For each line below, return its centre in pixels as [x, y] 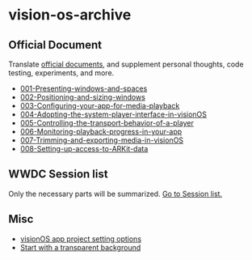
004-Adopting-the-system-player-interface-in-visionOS [113, 114]
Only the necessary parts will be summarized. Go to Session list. [115, 194]
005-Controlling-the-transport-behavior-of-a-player [107, 123]
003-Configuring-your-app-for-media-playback [100, 106]
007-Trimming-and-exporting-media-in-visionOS [102, 140]
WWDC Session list [58, 175]
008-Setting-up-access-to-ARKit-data [84, 149]
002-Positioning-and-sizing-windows [82, 97]
